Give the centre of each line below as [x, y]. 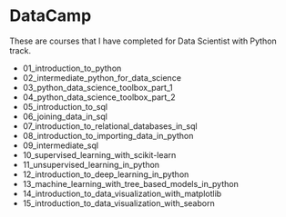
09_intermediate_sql [60, 145]
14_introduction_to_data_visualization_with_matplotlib [122, 193]
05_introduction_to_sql [65, 106]
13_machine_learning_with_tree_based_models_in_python [130, 183]
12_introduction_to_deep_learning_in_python [106, 174]
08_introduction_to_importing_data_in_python [108, 135]
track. [20, 50]
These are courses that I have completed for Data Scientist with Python [143, 41]
